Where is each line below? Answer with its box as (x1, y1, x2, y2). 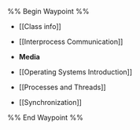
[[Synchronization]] (18, 98, 82, 107)
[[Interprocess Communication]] (18, 37, 123, 46)
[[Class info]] (18, 22, 62, 31)
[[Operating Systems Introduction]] (18, 67, 133, 77)
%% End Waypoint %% (7, 113, 83, 122)
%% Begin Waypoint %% (7, 7, 90, 16)
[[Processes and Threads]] (18, 82, 107, 92)
